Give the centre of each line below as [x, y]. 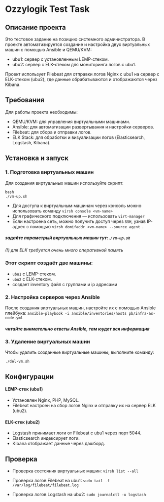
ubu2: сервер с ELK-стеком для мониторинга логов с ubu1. [74, 64]
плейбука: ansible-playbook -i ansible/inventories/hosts [66, 313]
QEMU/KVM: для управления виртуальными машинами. [71, 122]
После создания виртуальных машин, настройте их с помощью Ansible [81, 308]
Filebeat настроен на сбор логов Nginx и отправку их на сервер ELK [84, 405]
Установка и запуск [37, 158]
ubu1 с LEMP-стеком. [34, 274]
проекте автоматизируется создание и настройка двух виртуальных [78, 44]
